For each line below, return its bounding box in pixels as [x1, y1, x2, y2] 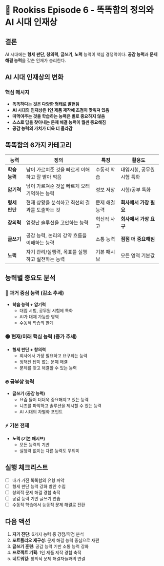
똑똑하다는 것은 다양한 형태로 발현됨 [12, 101, 80, 107]
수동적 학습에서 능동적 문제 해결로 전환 [12, 502, 85, 507]
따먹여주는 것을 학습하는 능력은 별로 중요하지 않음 [12, 113, 105, 119]
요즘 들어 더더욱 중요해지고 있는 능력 [19, 396, 89, 402]
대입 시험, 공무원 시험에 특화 [19, 308, 73, 313]
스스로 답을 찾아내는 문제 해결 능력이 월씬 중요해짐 [12, 119, 106, 125]
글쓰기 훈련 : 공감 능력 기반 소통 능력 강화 [12, 544, 89, 549]
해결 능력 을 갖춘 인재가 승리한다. [5, 58, 66, 63]
